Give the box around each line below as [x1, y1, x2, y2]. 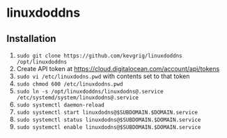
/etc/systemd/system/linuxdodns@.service [16, 94, 139, 101]
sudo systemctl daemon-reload [16, 102, 105, 109]
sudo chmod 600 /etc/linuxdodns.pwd [16, 81, 123, 88]
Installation [6, 33, 56, 45]
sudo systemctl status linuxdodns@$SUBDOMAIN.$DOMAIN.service [16, 116, 201, 123]
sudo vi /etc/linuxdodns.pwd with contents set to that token [16, 72, 190, 80]
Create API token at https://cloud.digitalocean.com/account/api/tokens [16, 65, 220, 72]
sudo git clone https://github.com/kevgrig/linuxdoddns [16, 52, 182, 59]
